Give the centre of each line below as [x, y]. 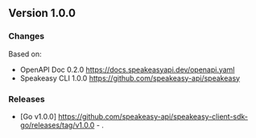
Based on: [25, 54]
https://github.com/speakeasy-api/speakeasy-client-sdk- [153, 116]
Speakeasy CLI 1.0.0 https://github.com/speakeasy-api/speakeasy [130, 78]
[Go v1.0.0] [38, 116]
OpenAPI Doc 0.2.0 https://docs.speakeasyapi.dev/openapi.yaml [127, 69]
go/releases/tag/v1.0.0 [57, 125]
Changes [27, 36]
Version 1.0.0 [42, 13]
